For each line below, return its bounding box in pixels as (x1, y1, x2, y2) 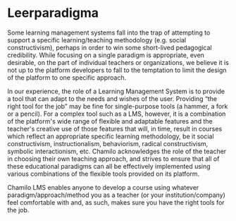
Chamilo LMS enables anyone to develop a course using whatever (7, 183, 199, 191)
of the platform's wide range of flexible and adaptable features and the (7, 117, 213, 125)
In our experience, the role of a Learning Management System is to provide (7, 87, 225, 95)
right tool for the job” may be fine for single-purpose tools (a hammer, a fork (7, 102, 228, 110)
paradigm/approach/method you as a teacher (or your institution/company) (7, 191, 225, 199)
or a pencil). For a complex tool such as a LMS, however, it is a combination (7, 109, 226, 118)
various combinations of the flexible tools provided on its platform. (7, 169, 200, 178)
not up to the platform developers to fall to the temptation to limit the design (7, 66, 227, 74)
